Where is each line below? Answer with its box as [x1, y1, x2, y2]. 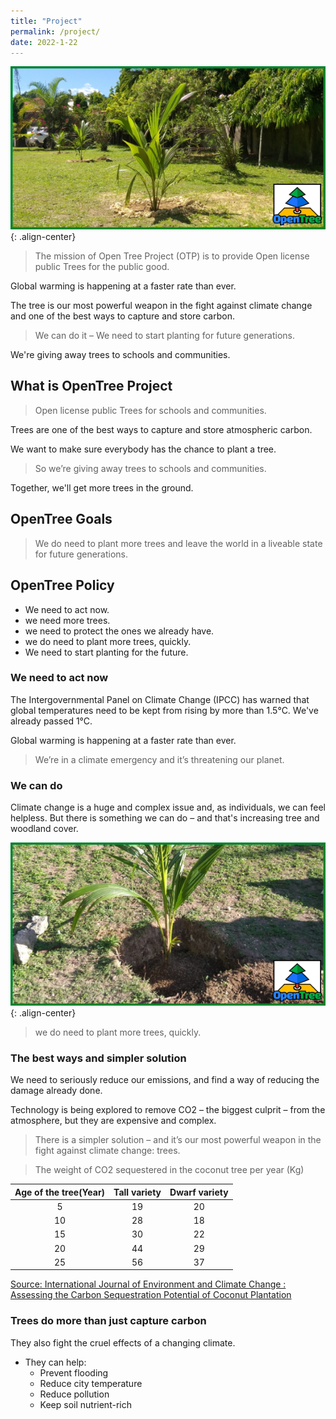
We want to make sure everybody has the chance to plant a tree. [10, 443, 277, 455]
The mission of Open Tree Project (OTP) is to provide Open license [34, 250, 310, 262]
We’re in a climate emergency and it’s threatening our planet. [34, 753, 285, 765]
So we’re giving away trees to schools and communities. [34, 462, 267, 474]
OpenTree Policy [10, 577, 115, 594]
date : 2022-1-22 [10, 37, 78, 47]
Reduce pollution [39, 1388, 110, 1400]
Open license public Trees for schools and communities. [34, 404, 267, 416]
